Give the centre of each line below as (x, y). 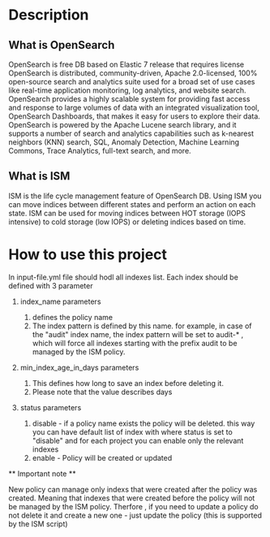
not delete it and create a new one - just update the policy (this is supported (135, 515)
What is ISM (39, 176)
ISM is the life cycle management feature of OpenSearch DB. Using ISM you (135, 196)
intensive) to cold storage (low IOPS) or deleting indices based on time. (127, 222)
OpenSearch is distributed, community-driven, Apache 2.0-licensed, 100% (133, 73)
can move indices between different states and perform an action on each (132, 204)
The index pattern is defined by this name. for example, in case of (142, 326)
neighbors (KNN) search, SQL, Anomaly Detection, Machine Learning (124, 142)
